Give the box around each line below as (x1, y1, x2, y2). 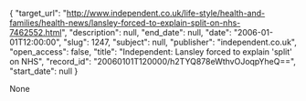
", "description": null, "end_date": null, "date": (61, 27, 232, 37)
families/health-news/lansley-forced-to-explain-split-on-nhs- (9, 17, 241, 28)
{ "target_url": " (9, 8, 67, 18)
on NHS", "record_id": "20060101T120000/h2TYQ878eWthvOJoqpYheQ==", (9, 56, 297, 66)
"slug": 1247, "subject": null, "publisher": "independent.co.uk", (63, 36, 297, 47)
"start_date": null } (9, 66, 79, 76)
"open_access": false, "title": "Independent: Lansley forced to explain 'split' (9, 46, 292, 57)
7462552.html (9, 27, 62, 37)
